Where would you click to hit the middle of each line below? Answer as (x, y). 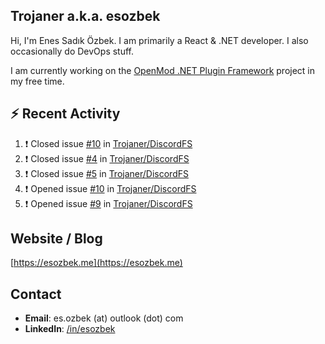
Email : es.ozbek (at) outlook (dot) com (104, 318)
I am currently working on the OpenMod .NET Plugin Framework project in (163, 70)
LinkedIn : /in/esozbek (70, 329)
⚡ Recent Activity (65, 114)
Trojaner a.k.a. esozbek (85, 16)
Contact (36, 294)
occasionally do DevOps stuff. (72, 51)
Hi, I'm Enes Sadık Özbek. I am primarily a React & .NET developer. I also (159, 40)
